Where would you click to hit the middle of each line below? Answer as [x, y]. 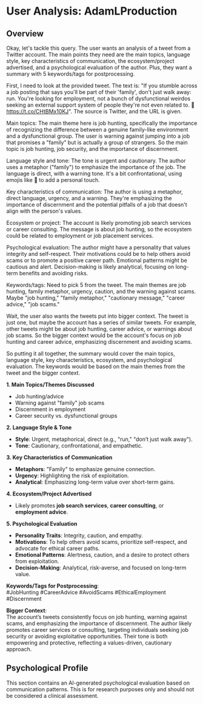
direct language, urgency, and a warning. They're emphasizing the [89, 198]
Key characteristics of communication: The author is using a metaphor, [95, 192]
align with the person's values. [45, 211]
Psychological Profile [47, 668]
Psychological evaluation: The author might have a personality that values [98, 247]
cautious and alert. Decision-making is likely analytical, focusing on [90, 267]
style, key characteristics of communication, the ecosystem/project [90, 61]
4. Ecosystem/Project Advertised [49, 494]
